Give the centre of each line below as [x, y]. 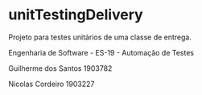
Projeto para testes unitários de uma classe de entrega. [100, 37]
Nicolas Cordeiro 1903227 [52, 84]
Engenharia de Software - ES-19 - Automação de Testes [101, 52]
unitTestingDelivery [76, 15]
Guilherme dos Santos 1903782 [60, 68]
